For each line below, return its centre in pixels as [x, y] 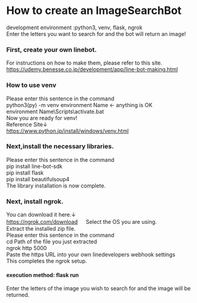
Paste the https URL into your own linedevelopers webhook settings [91, 255]
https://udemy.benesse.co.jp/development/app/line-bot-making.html [92, 69]
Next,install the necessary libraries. [60, 147]
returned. [18, 295]
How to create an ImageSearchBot [94, 11]
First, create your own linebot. [52, 49]
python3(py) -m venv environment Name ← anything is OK [79, 105]
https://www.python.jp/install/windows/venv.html [68, 131]
